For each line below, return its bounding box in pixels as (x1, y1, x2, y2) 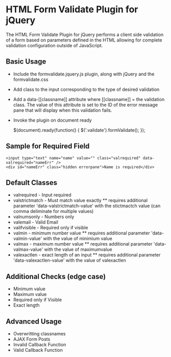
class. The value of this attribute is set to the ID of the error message (13, 102, 158, 108)
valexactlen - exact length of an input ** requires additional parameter (13, 252, 161, 258)
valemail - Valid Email (13, 219, 58, 225)
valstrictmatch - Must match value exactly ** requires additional (13, 197, 148, 204)
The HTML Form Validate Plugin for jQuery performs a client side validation (6, 31, 164, 37)
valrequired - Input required (13, 192, 71, 198)
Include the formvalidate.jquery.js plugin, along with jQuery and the (13, 71, 155, 77)
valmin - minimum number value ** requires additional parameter (13, 230, 150, 236)
